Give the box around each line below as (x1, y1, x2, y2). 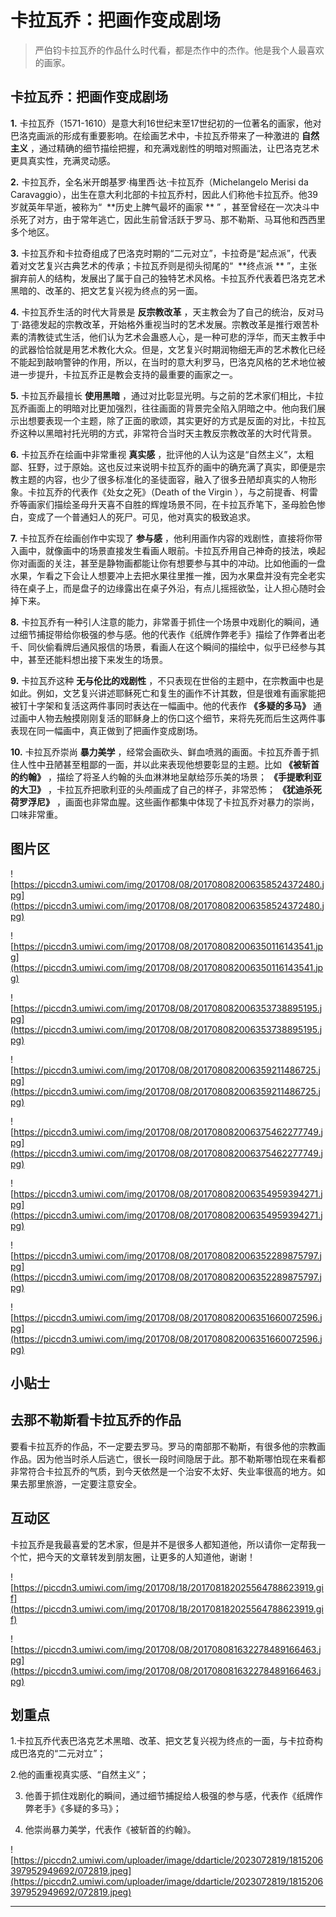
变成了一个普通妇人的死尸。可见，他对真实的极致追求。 (27, 511, 256, 523)
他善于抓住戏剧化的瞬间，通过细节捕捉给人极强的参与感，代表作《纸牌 (24, 1790, 315, 1802)
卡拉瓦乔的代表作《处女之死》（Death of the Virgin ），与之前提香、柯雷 (27, 486, 318, 498)
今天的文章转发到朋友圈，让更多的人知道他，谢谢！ (44, 1551, 256, 1563)
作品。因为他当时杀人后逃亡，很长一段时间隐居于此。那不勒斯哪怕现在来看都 (10, 1452, 326, 1465)
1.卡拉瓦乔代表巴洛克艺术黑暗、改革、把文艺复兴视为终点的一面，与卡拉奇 (10, 1735, 315, 1747)
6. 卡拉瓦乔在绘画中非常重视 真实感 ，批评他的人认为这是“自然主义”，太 (10, 448, 306, 460)
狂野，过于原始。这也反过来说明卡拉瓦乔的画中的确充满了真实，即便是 (27, 461, 317, 473)
